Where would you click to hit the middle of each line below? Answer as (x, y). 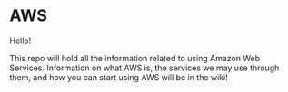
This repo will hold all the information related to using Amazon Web (135, 58)
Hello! (20, 41)
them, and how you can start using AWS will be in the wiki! (119, 77)
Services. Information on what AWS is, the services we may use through (144, 68)
